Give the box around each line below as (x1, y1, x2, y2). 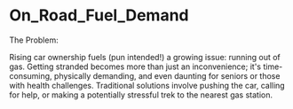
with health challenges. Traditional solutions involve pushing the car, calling (9, 80, 286, 90)
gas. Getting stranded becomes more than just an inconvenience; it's (9, 61, 262, 72)
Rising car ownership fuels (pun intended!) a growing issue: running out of (9, 51, 281, 62)
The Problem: (9, 35, 59, 45)
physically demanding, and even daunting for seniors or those (53, 70, 281, 81)
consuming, (9, 70, 52, 81)
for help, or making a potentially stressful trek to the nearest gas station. (9, 90, 273, 100)
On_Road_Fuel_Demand (9, 5, 189, 26)
